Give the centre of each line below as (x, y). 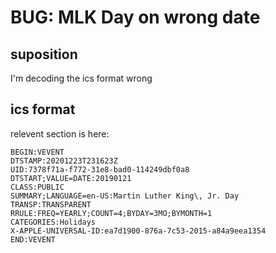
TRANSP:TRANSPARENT (51, 204)
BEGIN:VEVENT (37, 152)
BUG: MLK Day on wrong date (135, 17)
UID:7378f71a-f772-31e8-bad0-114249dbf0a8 (100, 169)
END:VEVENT (33, 239)
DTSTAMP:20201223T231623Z (64, 161)
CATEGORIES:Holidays (53, 222)
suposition (44, 54)
